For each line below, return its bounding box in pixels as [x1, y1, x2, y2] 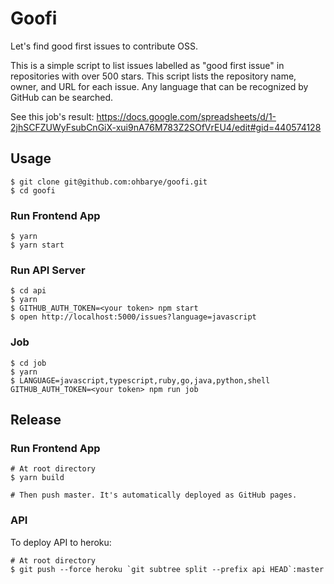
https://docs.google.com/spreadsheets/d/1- [96, 110, 277, 122]
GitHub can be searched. [10, 91, 114, 103]
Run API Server [10, 263, 86, 277]
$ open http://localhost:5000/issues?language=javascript [10, 312, 257, 322]
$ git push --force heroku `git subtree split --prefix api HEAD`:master [10, 564, 325, 574]
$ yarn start [10, 240, 65, 251]
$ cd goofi [10, 185, 56, 196]
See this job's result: [10, 110, 95, 122]
